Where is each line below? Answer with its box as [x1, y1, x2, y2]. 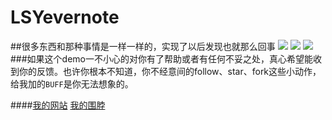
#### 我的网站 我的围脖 [10, 99, 106, 111]
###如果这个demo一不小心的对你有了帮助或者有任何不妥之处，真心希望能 [10, 52, 313, 65]
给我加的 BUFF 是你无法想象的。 [10, 77, 134, 90]
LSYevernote [10, 6, 120, 29]
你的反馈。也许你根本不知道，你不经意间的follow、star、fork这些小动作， [18, 65, 322, 77]
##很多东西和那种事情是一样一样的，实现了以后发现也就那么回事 [10, 40, 276, 52]
